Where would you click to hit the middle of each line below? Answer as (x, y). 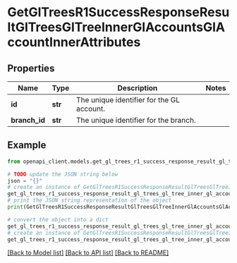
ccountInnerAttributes (74, 42)
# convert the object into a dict (58, 219)
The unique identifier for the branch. (136, 120)
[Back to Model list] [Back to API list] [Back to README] (88, 253)
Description (138, 88)
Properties (31, 68)
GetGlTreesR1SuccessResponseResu (119, 12)
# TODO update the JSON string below (63, 174)
